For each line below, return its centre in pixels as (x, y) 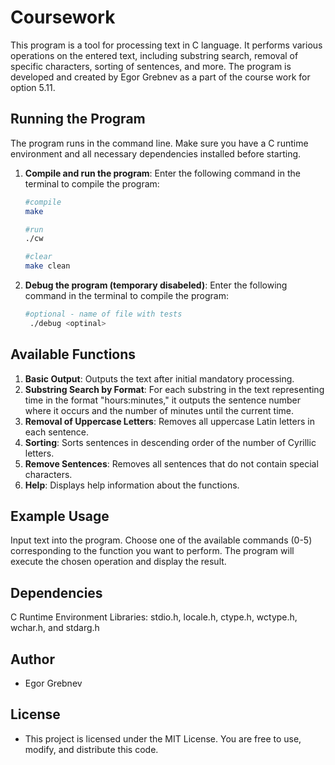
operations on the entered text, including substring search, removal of (154, 55)
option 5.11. (33, 87)
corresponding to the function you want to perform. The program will (152, 551)
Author (32, 659)
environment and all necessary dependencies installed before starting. (156, 153)
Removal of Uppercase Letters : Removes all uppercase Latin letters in (169, 421)
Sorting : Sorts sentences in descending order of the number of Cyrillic (170, 442)
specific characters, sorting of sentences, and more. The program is (151, 66)
